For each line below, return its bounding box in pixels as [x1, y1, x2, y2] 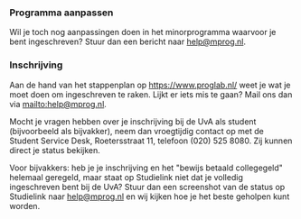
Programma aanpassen [9, 6, 114, 19]
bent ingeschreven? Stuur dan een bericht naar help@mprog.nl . [9, 36, 247, 47]
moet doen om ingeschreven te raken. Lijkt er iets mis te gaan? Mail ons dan [9, 88, 293, 100]
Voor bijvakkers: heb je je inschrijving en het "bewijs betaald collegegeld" [9, 162, 283, 173]
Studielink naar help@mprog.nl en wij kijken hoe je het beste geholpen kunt [9, 191, 290, 202]
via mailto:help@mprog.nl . [9, 98, 107, 109]
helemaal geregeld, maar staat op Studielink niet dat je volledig [9, 171, 244, 182]
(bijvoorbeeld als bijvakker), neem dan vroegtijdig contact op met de [9, 125, 264, 136]
